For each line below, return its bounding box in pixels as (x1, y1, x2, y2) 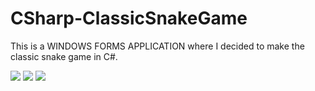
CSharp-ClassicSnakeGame (10, 7, 248, 30)
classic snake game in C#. (10, 50, 118, 62)
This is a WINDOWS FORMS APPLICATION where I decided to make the (10, 40, 305, 52)
